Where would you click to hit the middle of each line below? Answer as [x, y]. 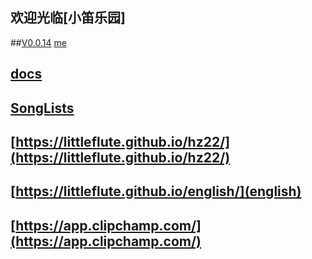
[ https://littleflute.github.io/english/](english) [156, 191]
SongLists [42, 108]
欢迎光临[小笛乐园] [68, 18]
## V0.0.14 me [38, 42]
